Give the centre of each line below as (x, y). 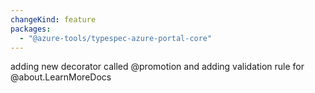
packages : (31, 29)
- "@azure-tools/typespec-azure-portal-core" (116, 38)
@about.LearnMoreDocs (61, 77)
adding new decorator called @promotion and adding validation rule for (157, 67)
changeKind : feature (53, 19)
